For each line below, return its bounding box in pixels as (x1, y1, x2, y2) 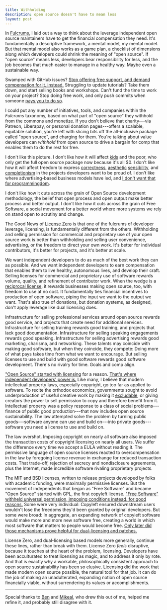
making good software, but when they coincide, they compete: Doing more (5, 346, 159, 352)
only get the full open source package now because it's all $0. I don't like (5, 160, 155, 166)
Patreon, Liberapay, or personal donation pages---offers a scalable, (5, 123, 144, 129)
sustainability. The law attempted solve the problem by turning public (5, 414, 147, 420)
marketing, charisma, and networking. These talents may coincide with (5, 341, 150, 347)
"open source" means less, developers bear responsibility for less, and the (5, 57, 158, 63)
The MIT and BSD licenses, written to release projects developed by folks (5, 475, 156, 481)
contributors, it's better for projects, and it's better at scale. (5, 247, 127, 254)
